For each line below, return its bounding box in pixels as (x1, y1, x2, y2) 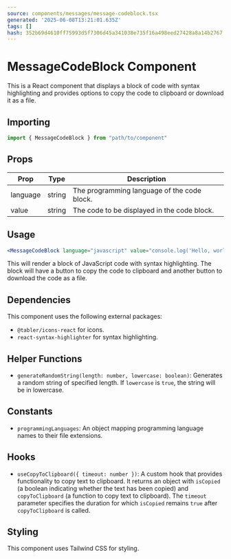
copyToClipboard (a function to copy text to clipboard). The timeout (16, 492, 207, 500)
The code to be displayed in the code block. (72, 205, 214, 215)
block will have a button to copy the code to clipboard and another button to (7, 266, 223, 275)
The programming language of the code (72, 185, 201, 195)
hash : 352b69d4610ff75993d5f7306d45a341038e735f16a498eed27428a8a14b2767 (7, 29, 223, 36)
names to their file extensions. (16, 431, 103, 439)
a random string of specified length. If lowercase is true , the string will (16, 379, 215, 386)
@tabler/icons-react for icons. (16, 326, 104, 334)
